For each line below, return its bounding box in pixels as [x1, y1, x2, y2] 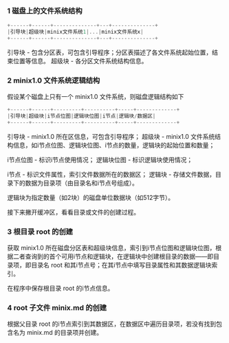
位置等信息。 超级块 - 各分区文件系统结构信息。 [12, 56, 148, 65]
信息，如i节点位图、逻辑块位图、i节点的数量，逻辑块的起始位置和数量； [12, 141, 215, 149]
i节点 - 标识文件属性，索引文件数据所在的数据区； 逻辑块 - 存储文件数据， [7, 170, 215, 178]
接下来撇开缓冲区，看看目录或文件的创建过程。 [7, 208, 140, 216]
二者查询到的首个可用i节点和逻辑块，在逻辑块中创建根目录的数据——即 [12, 252, 214, 261]
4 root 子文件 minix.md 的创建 [7, 303, 107, 313]
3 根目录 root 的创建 [7, 227, 74, 236]
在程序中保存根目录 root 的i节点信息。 [7, 284, 114, 293]
